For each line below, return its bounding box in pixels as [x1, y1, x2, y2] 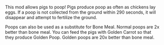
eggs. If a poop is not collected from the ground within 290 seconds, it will [5, 9, 156, 15]
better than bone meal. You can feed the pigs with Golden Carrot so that [5, 29, 152, 35]
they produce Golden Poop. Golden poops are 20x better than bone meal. [5, 34, 155, 40]
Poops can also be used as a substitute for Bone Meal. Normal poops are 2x [5, 24, 160, 30]
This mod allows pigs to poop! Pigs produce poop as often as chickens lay [5, 4, 156, 10]
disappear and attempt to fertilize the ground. [5, 15, 98, 20]
